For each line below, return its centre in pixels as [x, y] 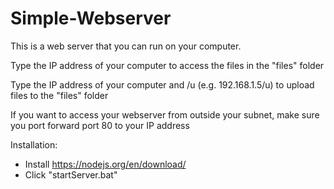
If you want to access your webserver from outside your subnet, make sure [165, 114]
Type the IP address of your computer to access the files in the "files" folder [167, 65]
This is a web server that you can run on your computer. [126, 46]
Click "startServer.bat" [71, 174]
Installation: [34, 144]
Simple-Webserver [91, 18]
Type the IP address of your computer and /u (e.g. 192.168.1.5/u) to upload [162, 84]
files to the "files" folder [59, 95]
